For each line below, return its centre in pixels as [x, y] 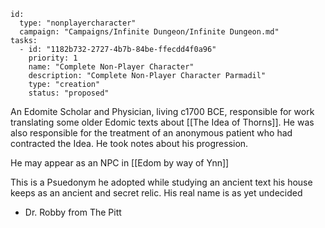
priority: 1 [53, 58]
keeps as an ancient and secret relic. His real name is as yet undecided [156, 193]
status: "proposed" [69, 93]
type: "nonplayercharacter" [78, 23]
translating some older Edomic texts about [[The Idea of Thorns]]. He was [162, 122]
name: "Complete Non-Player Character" [111, 67]
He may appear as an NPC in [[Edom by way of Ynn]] [120, 163]
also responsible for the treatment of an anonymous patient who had [151, 133]
